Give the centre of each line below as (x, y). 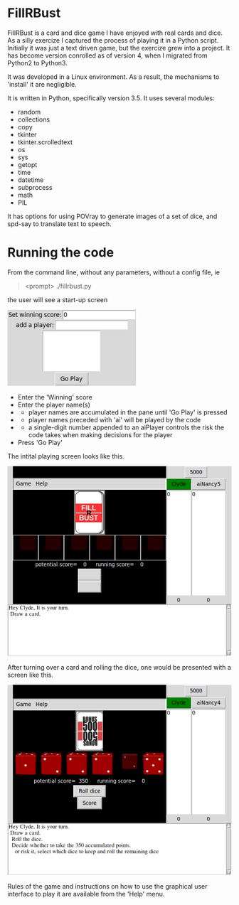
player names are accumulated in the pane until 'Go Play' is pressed (128, 412)
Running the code (61, 253)
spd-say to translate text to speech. (59, 224)
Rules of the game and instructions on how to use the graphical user (107, 886)
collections (34, 119)
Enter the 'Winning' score (55, 397)
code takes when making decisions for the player (100, 434)
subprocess (35, 187)
